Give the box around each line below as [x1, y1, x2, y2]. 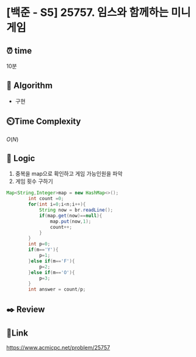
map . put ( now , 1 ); [49, 218, 92, 225]
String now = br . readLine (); [38, 207, 114, 214]
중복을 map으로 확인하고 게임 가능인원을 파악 [15, 170, 123, 178]
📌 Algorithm [6, 81, 53, 91]
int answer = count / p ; [28, 286, 86, 293]
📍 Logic [6, 153, 35, 164]
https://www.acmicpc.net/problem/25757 [6, 344, 111, 352]
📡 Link [6, 328, 29, 338]
